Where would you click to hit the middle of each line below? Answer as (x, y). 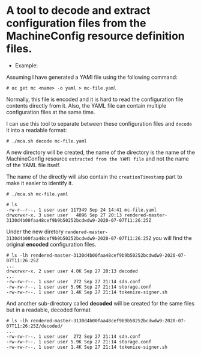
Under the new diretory (35, 232)
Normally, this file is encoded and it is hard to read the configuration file (95, 99)
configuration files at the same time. (51, 112)
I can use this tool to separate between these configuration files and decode (99, 123)
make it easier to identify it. (40, 183)
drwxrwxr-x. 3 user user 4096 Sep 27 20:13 (64, 215)
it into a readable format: (37, 130)
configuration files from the (76, 23)
